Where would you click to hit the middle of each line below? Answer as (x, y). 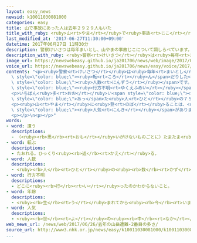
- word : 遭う (21, 126)
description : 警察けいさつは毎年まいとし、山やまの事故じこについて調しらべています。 (99, 50)
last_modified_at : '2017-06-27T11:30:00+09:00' (65, 39)
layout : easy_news (28, 11)
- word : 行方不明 (26, 176)
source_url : (21, 230)
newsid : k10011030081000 (36, 17)
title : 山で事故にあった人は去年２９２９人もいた (59, 28)
